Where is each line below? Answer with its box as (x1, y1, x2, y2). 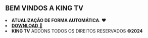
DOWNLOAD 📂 (12, 22, 43, 28)
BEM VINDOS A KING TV (5, 4, 83, 12)
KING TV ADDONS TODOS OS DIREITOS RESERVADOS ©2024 (12, 27, 143, 34)
